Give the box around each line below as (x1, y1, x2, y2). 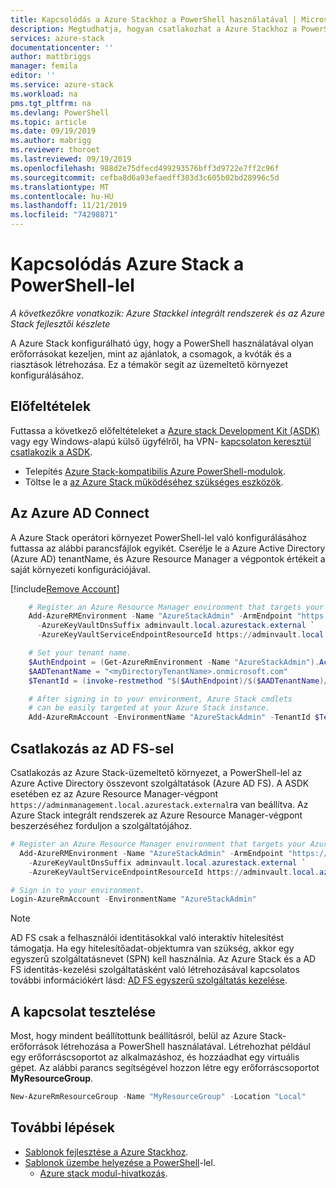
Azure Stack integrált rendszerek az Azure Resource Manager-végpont (10, 809, 303, 821)
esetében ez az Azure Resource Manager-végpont (10, 788, 219, 800)
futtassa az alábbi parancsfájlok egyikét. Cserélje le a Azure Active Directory (10, 542, 326, 554)
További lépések (10, 1119, 115, 1136)
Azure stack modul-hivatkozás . (39, 1167, 168, 1179)
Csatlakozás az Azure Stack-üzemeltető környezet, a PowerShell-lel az (10, 767, 303, 778)
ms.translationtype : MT (10, 182, 110, 192)
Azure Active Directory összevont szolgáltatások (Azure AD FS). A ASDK (10, 777, 310, 789)
